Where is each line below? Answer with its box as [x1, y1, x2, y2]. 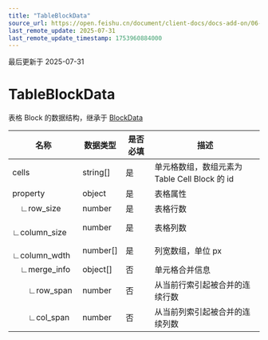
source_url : [8, 19, 48, 27]
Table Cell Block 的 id [154, 174, 234, 185]
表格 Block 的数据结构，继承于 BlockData [8, 113, 144, 122]
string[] [82, 167, 111, 178]
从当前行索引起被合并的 [154, 279, 243, 290]
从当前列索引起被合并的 [154, 306, 243, 318]
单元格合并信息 [154, 265, 211, 276]
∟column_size [12, 227, 67, 238]
